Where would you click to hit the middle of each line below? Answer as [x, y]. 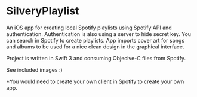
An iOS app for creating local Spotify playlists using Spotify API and [89, 28]
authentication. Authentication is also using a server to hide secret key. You [99, 34]
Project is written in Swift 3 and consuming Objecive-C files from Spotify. [96, 58]
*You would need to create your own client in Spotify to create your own [95, 81]
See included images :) [34, 69]
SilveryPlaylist [43, 11]
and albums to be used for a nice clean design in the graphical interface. [95, 47]
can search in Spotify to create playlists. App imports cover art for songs [96, 40]
